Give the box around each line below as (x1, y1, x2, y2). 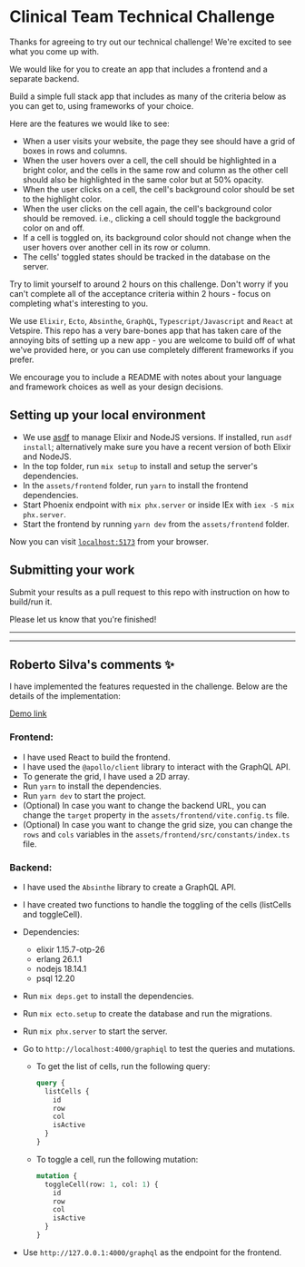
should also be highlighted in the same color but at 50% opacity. (22, 174, 264, 185)
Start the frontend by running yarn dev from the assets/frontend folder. (22, 518, 290, 529)
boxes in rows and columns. (22, 145, 128, 156)
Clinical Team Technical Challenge (9, 6, 275, 27)
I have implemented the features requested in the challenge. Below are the (9, 681, 288, 692)
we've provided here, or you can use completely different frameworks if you (9, 344, 294, 355)
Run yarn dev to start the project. (22, 790, 147, 800)
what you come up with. (9, 45, 100, 56)
